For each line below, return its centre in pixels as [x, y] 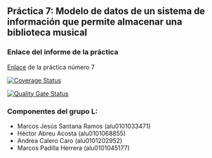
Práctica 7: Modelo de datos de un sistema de [106, 11]
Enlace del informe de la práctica [63, 52]
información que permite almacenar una [95, 22]
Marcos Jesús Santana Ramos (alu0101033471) [84, 126]
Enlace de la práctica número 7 [51, 67]
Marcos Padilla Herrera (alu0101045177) [73, 148]
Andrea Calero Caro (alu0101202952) [70, 140]
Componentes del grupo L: [52, 111]
